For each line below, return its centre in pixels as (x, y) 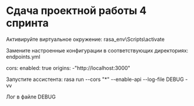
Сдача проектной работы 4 (77, 11)
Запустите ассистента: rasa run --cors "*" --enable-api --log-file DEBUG (95, 79)
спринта (27, 23)
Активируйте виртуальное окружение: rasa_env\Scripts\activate (85, 39)
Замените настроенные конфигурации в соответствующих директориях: (97, 50)
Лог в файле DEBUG (31, 97)
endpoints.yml (23, 56)
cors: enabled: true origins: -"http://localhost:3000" (68, 68)
